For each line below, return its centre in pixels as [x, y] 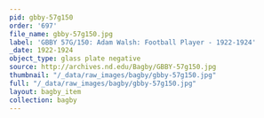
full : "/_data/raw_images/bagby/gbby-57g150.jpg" [103, 83]
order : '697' [33, 26]
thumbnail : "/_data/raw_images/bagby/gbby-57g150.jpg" [113, 75]
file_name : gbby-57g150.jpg [61, 34]
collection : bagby [43, 100]
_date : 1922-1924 [41, 51]
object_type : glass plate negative [75, 59]
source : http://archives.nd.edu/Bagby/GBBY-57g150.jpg [113, 67]
